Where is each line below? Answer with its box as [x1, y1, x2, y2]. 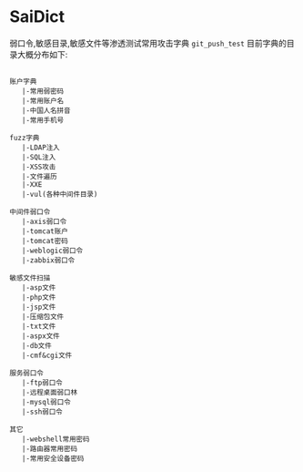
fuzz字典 [9, 133, 40, 142]
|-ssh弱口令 [21, 407, 63, 416]
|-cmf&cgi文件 [21, 351, 73, 360]
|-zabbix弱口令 [21, 255, 76, 265]
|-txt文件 [21, 322, 56, 331]
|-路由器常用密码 [21, 444, 78, 453]
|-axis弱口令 [21, 217, 67, 226]
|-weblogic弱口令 [21, 246, 84, 255]
